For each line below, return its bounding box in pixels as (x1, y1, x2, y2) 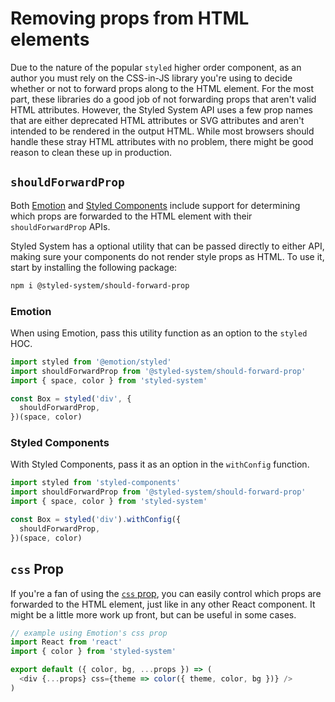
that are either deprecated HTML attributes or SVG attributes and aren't (10, 114, 305, 126)
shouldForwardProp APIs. (10, 220, 111, 232)
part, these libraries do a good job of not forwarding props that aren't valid (10, 93, 317, 105)
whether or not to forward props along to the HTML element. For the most (10, 82, 314, 94)
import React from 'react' (10, 637, 123, 647)
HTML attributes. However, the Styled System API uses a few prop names (10, 103, 313, 116)
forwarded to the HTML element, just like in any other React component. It (10, 598, 316, 610)
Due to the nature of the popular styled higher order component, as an (10, 61, 302, 73)
